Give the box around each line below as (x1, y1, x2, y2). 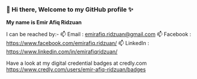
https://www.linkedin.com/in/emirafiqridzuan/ (6, 48, 118, 55)
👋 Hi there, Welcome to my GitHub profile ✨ (6, 5, 134, 14)
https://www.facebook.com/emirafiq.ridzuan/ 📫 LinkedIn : (6, 40, 149, 47)
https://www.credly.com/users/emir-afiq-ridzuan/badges (6, 66, 146, 73)
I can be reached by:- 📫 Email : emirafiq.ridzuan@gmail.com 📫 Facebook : (6, 31, 192, 38)
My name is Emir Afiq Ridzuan (6, 19, 82, 26)
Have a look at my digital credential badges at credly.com (6, 59, 147, 67)
